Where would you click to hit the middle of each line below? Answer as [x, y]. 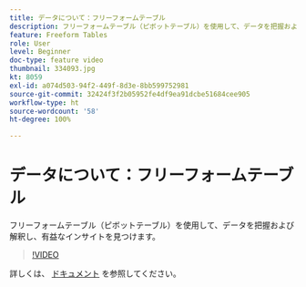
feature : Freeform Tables [58, 35]
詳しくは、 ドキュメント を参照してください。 [96, 273]
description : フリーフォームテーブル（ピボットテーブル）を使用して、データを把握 [147, 26]
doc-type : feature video [56, 60]
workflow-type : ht [44, 102]
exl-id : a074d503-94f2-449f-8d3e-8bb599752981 [99, 86]
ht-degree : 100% [40, 119]
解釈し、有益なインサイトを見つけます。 [85, 237]
